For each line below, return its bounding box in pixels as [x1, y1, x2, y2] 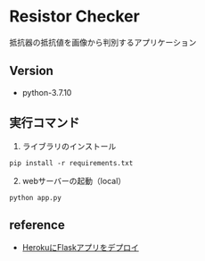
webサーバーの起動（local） [21, 175, 127, 186]
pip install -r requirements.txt [9, 158, 134, 167]
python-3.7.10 [21, 87, 72, 97]
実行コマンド [9, 115, 80, 130]
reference [9, 217, 65, 232]
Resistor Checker [9, 6, 140, 27]
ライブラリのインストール [21, 140, 117, 151]
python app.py [9, 193, 62, 202]
